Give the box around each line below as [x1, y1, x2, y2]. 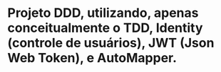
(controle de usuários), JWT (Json [7, 35, 215, 51]
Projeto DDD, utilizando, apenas [7, 5, 199, 21]
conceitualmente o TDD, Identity [7, 20, 203, 36]
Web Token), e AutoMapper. [7, 50, 177, 66]
